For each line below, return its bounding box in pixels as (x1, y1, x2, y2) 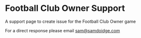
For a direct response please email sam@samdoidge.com (5, 28, 120, 33)
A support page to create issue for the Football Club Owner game (5, 19, 136, 24)
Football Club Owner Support (5, 3, 125, 14)
